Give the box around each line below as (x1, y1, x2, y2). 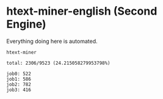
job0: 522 (6, 70, 32, 77)
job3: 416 (6, 87, 32, 93)
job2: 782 (6, 81, 32, 87)
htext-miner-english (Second (6, 4, 158, 18)
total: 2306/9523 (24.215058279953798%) (6, 60, 111, 66)
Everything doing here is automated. (6, 37, 98, 45)
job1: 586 (6, 76, 32, 82)
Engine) (6, 17, 47, 31)
